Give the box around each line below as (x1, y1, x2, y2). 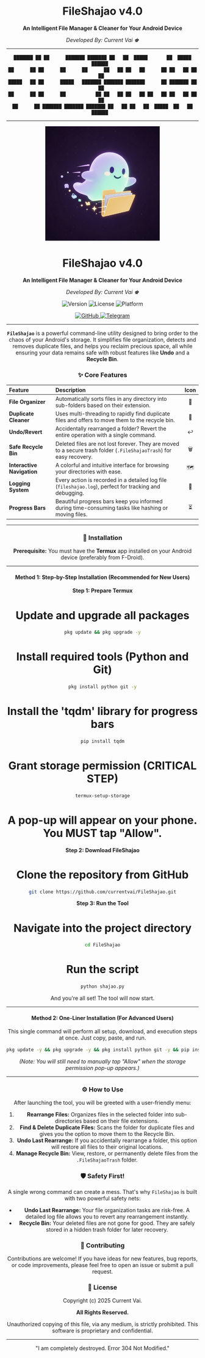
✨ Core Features (77, 370, 128, 379)
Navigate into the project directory (13, 921, 192, 935)
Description (55, 386, 86, 393)
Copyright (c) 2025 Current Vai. (63, 1297, 142, 1304)
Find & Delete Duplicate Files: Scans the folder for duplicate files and (20, 1124, 195, 1131)
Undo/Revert (9, 428, 43, 436)
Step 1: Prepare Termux (72, 587, 133, 594)
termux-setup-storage (75, 792, 130, 799)
